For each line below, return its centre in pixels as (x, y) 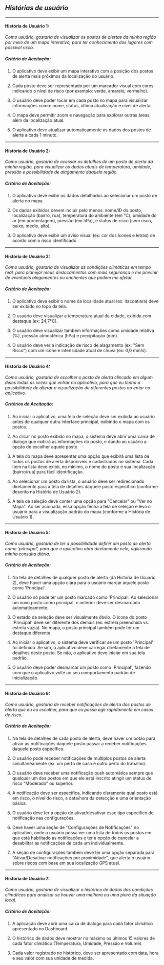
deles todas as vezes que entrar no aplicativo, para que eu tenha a (73, 382)
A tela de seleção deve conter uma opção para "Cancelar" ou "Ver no (82, 501)
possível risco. (20, 47)
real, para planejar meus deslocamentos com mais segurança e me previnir (81, 272)
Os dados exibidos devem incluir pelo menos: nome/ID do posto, (77, 211)
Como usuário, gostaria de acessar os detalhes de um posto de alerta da (79, 162)
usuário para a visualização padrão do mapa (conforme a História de (81, 512)
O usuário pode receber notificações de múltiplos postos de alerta (79, 758)
